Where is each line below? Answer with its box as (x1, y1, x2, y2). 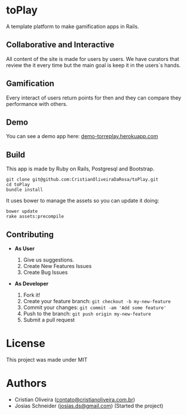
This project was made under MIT (6, 356, 88, 363)
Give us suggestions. (23, 256, 74, 263)
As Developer (14, 280, 49, 287)
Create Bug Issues (23, 269, 68, 276)
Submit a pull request (23, 317, 75, 323)
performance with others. (6, 100, 68, 107)
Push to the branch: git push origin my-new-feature (23, 310, 151, 317)
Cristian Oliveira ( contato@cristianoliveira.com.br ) (14, 396, 135, 403)
